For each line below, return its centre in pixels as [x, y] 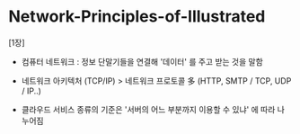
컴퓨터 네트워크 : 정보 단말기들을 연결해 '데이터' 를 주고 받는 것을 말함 [142, 61]
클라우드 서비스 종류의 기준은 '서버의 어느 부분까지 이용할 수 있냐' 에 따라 [148, 109]
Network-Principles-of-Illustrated [137, 17]
